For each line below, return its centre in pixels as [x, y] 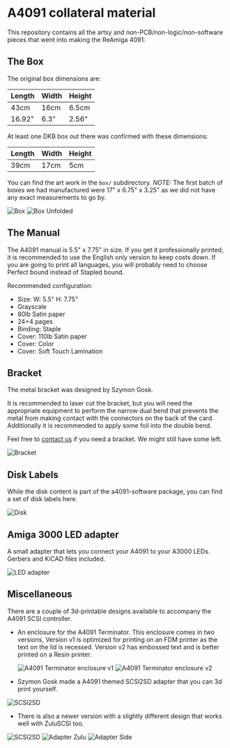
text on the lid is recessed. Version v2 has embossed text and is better [118, 647]
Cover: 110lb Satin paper [52, 336]
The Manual [34, 233]
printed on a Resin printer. [54, 654]
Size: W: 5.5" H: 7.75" [48, 299]
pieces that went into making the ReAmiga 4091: [76, 39]
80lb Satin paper [41, 314]
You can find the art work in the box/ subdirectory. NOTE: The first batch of [115, 182]
